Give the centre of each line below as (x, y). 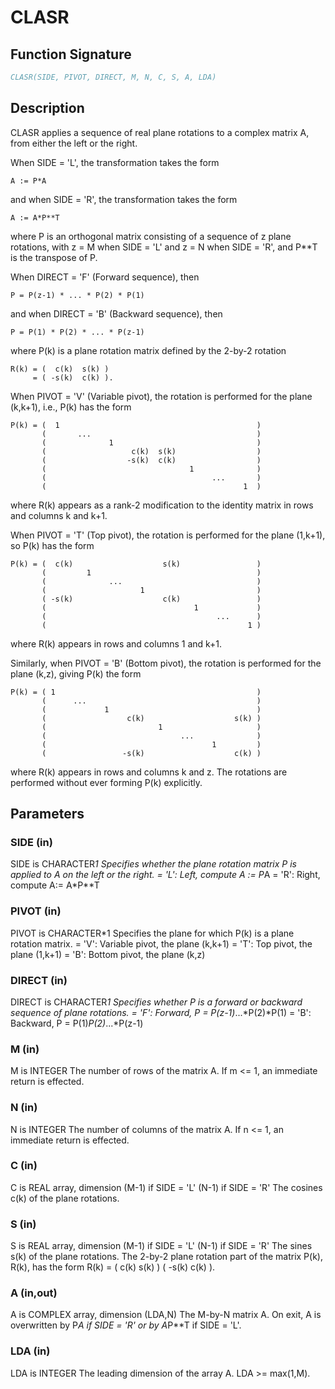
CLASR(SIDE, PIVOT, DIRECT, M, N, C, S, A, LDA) (113, 77)
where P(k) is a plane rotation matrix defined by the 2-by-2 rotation (148, 350)
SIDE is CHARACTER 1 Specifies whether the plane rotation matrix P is (153, 864)
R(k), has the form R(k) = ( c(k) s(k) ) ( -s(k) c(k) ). (113, 1267)
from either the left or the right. (74, 143)
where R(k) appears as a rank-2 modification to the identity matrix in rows (162, 505)
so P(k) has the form (52, 545)
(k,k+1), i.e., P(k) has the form (71, 407)
